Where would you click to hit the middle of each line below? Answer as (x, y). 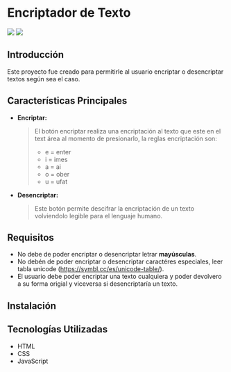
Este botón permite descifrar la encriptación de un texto (114, 208)
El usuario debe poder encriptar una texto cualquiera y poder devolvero (119, 277)
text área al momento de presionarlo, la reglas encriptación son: (126, 138)
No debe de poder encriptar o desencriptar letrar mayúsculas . (107, 254)
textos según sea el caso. (44, 79)
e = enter (58, 152)
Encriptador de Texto (69, 13)
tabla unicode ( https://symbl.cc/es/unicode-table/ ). (91, 269)
